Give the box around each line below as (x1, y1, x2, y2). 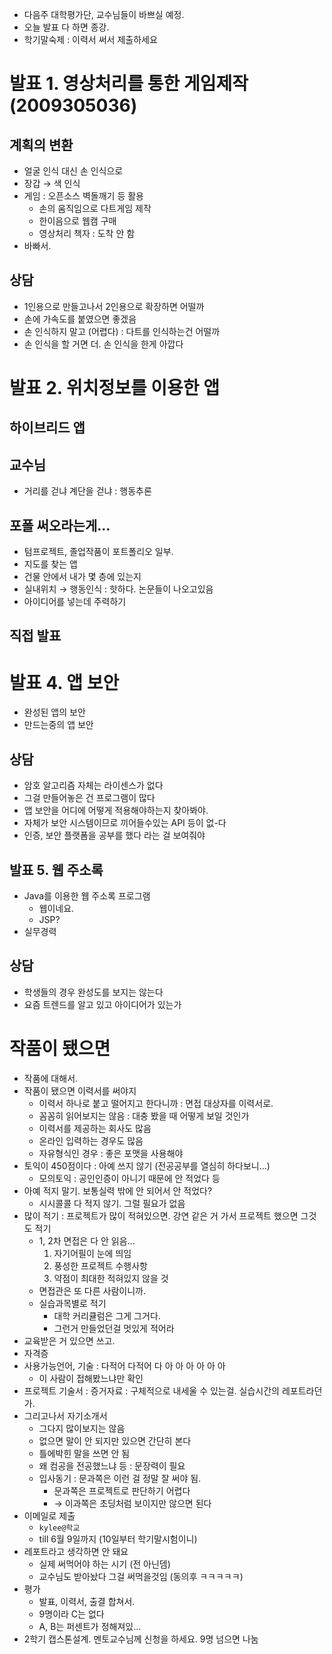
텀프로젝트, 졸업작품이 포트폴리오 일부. (23, 546, 174, 558)
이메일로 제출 (23, 1509, 76, 1522)
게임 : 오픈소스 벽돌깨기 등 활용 (23, 190, 144, 202)
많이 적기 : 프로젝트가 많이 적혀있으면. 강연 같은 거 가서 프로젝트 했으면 (23, 1209, 299, 1222)
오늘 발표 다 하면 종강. (23, 21, 110, 33)
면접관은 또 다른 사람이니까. (38, 1284, 146, 1297)
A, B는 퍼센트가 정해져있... (38, 1620, 142, 1632)
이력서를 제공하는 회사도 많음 (38, 1122, 152, 1134)
